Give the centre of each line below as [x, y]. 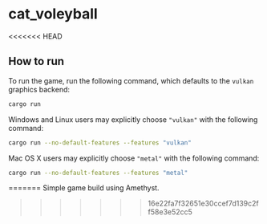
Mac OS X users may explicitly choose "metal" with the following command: [134, 158]
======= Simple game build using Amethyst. [84, 188]
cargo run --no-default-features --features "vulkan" [100, 143]
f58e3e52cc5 [170, 212]
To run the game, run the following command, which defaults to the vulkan [131, 80]
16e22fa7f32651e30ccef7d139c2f [203, 204]
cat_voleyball [53, 14]
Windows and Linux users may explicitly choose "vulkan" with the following [133, 119]
